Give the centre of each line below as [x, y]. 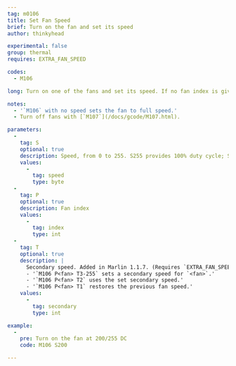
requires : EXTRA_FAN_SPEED [47, 59]
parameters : [25, 130]
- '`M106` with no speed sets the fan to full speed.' [96, 111]
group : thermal [29, 53]
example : [20, 326]
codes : [17, 72]
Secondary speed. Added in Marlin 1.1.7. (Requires [103, 267]
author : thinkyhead [36, 33]
